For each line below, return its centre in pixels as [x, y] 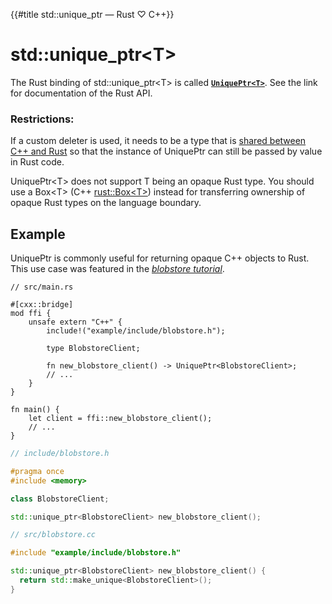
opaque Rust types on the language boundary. [106, 203]
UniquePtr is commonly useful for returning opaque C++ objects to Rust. [160, 258]
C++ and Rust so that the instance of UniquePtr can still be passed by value [166, 151]
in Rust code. [37, 162]
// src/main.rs [42, 287]
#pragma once [37, 471]
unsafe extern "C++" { [75, 322]
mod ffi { [31, 314]
